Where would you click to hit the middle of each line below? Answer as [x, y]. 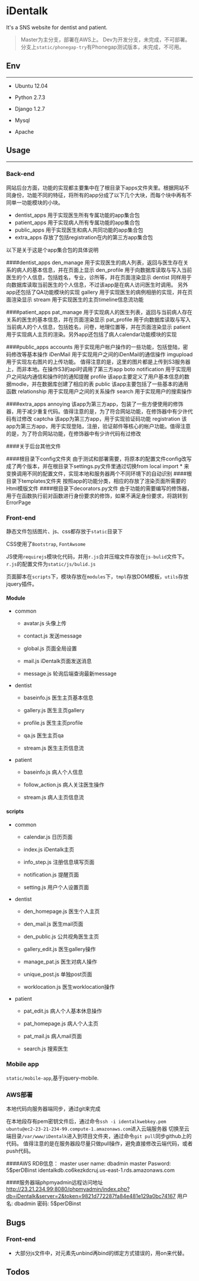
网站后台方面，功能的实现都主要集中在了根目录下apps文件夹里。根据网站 [95, 187]
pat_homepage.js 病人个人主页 [61, 1023]
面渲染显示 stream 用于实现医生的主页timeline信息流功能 [75, 299]
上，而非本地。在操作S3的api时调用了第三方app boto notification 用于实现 [96, 369]
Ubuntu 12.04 [31, 86]
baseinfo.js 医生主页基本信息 [58, 698]
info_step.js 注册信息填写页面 [59, 862]
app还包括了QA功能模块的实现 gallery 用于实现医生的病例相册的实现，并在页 [99, 292]
